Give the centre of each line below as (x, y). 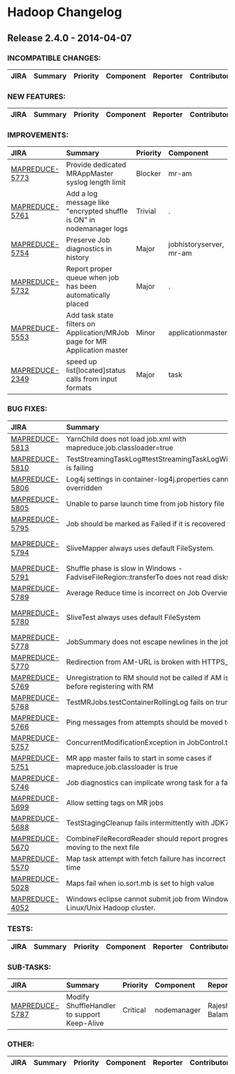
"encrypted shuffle (97, 211)
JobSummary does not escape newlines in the (142, 642)
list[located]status (96, 370)
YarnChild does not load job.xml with (126, 439)
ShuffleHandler (91, 1006)
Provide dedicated (96, 165)
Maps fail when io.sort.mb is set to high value (140, 883)
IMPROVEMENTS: (38, 135)
